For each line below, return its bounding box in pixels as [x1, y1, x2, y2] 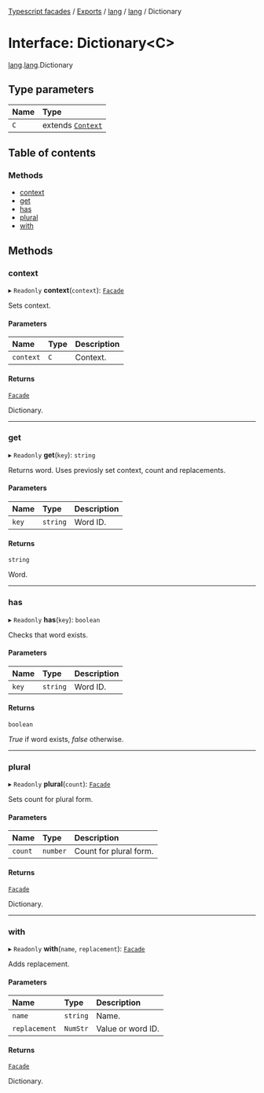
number [42, 847, 67, 856]
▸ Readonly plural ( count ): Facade [8, 779, 111, 789]
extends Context [42, 120, 103, 131]
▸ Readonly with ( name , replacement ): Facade [8, 943, 145, 953]
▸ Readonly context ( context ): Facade [8, 286, 124, 295]
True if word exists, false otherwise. [8, 734, 124, 744]
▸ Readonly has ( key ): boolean [8, 615, 101, 624]
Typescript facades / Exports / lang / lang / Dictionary [8, 7, 182, 16]
